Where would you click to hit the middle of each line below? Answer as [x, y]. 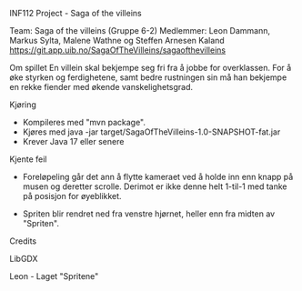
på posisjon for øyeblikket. [72, 196]
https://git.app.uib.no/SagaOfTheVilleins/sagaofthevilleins [117, 50]
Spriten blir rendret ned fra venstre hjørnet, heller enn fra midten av [149, 214]
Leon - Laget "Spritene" [54, 276]
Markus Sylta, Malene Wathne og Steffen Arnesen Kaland [117, 40]
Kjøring [23, 105]
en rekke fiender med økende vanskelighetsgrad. [101, 87]
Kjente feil [28, 159]
